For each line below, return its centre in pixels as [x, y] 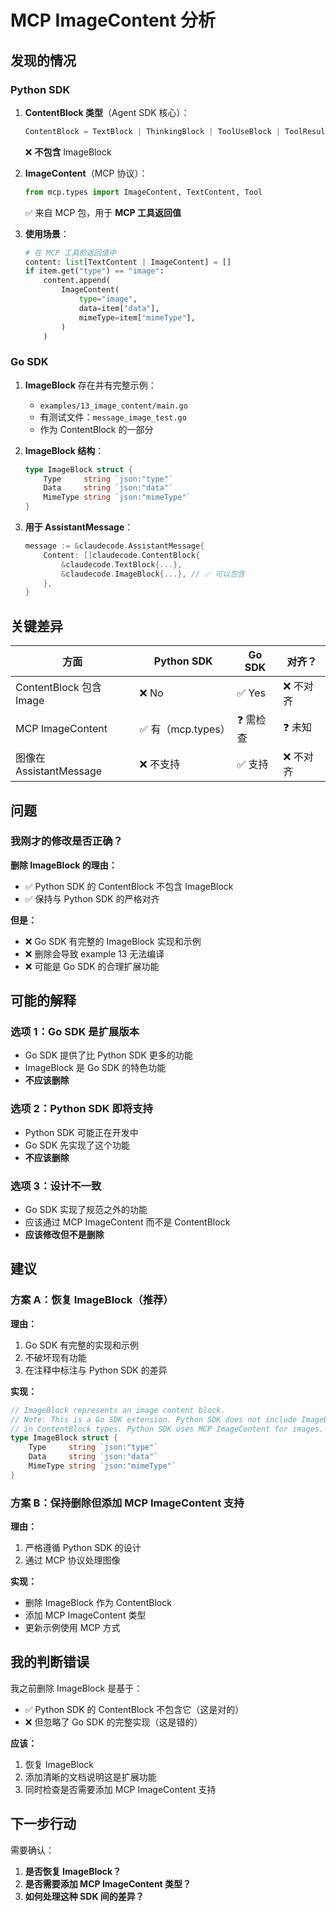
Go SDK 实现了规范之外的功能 [86, 1210]
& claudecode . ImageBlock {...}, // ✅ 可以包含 [153, 574]
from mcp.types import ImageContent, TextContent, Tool [143, 192]
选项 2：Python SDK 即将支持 [81, 1109]
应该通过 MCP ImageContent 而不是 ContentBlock [127, 1222]
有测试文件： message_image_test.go [113, 417]
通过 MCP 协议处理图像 [72, 1560]
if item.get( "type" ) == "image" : [94, 271]
